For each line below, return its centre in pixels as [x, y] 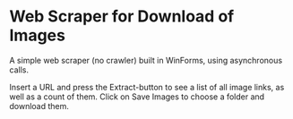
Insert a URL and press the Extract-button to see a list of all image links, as [147, 87]
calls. [19, 70]
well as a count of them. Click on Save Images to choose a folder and [137, 97]
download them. [39, 106]
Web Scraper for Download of [122, 17]
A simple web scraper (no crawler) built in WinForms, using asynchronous [146, 60]
